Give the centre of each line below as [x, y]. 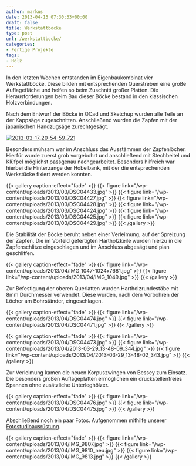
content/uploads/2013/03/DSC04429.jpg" [57, 223]
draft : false [22, 22]
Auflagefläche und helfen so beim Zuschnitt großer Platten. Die [82, 90]
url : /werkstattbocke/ [34, 39]
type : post [19, 33]
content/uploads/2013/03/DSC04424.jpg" [57, 210]
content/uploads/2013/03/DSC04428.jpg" [57, 204]
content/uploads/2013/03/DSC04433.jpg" [57, 192]
